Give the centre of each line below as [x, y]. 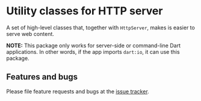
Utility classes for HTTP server [85, 11]
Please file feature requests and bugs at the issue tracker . [78, 91]
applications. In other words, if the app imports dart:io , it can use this [93, 51]
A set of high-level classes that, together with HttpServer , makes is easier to [101, 27]
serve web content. [30, 33]
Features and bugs [42, 77]
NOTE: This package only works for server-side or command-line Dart [93, 45]
